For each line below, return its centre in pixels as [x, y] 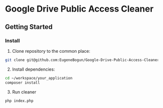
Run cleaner [24, 92]
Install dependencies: [33, 69]
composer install [23, 83]
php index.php [19, 101]
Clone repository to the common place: [51, 51]
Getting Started [29, 27]
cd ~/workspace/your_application [39, 78]
